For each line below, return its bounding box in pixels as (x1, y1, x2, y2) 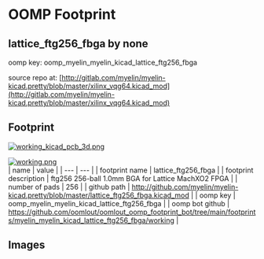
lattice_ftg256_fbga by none (8, 37, 148, 50)
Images (8, 239, 46, 252)
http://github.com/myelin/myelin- (131, 182, 239, 191)
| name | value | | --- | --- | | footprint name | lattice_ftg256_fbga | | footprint (8, 165, 254, 175)
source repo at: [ (8, 73, 62, 82)
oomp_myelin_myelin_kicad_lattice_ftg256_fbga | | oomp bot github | (8, 198, 230, 208)
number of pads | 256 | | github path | (8, 182, 130, 191)
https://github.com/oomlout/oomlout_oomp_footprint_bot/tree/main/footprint (8, 207, 256, 216)
